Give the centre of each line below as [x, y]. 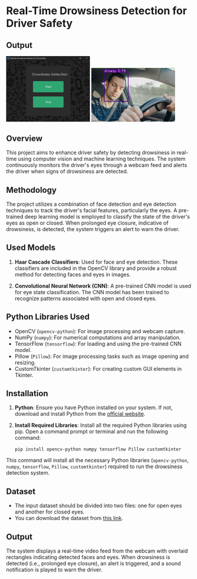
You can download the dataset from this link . [69, 518]
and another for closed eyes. [50, 512]
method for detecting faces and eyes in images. [73, 274]
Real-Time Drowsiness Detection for [97, 11]
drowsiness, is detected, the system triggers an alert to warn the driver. [93, 229]
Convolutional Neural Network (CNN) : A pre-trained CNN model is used [103, 286]
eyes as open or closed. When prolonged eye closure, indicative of [87, 223]
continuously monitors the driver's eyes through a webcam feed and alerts [97, 165]
